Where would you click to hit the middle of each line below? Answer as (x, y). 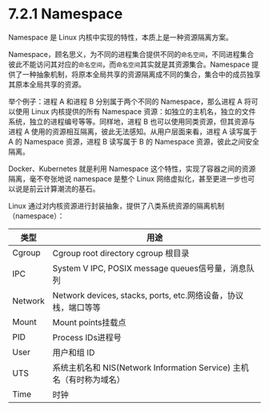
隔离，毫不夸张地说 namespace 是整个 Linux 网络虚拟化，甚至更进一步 (124, 178)
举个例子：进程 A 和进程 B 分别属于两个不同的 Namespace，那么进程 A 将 (130, 101)
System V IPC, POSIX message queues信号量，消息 (149, 268)
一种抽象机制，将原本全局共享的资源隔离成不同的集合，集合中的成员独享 (141, 74)
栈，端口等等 (77, 307)
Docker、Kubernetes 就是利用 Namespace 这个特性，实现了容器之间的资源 (132, 169)
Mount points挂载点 (89, 322)
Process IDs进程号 (87, 337)
